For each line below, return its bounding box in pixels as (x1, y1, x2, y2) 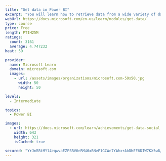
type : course (5, 21, 32, 26)
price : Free (5, 26, 30, 31)
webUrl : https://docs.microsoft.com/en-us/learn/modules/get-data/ (5, 16, 147, 21)
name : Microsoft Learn (9, 62, 56, 67)
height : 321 (14, 134, 39, 140)
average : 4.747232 (9, 44, 48, 49)
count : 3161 (9, 40, 35, 44)
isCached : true (14, 139, 45, 144)
